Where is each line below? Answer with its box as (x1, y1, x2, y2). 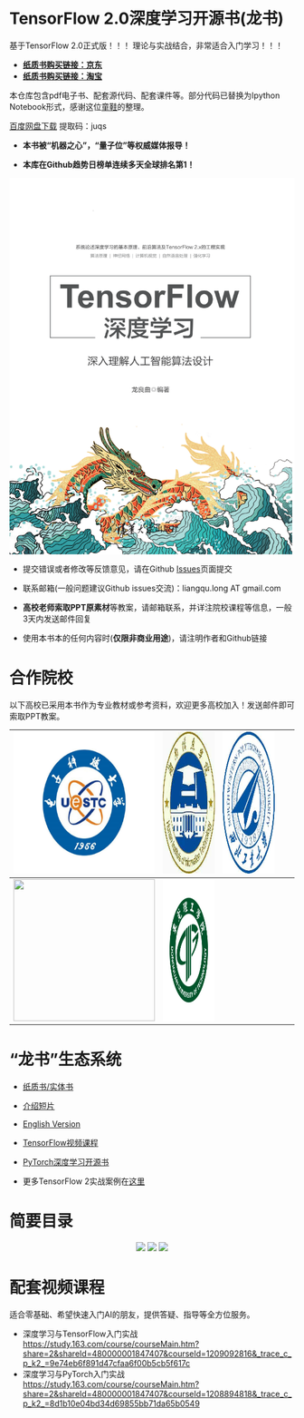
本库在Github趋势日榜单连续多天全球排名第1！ (22, 159, 195, 170)
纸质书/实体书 (22, 1081, 74, 1092)
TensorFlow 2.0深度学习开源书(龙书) (9, 8, 284, 29)
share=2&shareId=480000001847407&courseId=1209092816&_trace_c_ (22, 1348, 292, 1359)
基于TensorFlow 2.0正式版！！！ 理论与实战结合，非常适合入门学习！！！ (9, 40, 283, 51)
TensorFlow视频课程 (22, 1138, 99, 1149)
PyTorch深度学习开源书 (22, 1157, 109, 1168)
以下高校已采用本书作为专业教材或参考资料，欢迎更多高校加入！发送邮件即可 (9, 699, 295, 710)
